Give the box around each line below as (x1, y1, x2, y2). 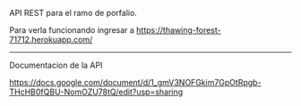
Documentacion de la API (9, 60, 103, 70)
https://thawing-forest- (135, 25, 221, 35)
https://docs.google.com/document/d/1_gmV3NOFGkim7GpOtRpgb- (9, 77, 262, 87)
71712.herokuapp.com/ (9, 35, 93, 45)
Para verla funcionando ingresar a (9, 25, 134, 35)
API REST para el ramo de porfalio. (9, 8, 137, 18)
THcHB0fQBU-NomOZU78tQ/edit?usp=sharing (9, 86, 184, 97)
